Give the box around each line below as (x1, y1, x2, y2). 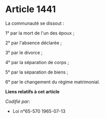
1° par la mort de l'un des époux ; (5, 30, 75, 36)
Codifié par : (5, 98, 30, 104)
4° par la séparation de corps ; (5, 59, 69, 65)
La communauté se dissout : (5, 20, 64, 26)
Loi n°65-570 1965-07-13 (12, 108, 66, 114)
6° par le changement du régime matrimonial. (5, 79, 100, 85)
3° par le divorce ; (5, 49, 43, 55)
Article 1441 (5, 4, 56, 15)
